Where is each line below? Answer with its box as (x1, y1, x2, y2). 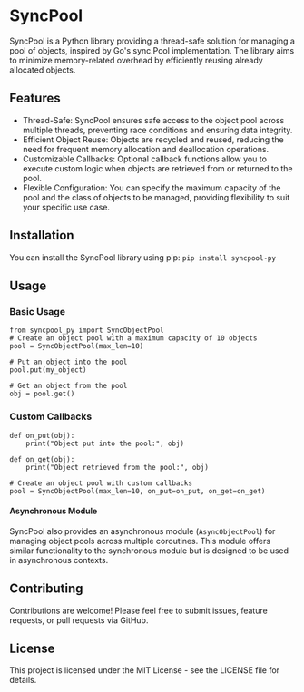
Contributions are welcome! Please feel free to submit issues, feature (9, 605, 268, 616)
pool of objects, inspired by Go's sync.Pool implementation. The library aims (9, 44, 295, 55)
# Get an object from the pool (9, 382, 128, 391)
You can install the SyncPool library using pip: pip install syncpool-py (9, 251, 277, 263)
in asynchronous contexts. (9, 554, 109, 565)
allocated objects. (9, 64, 76, 75)
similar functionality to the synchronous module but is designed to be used (9, 545, 289, 556)
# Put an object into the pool (9, 357, 128, 367)
